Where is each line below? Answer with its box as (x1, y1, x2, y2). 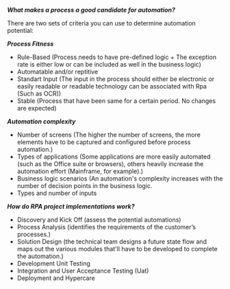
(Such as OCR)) (16, 89, 62, 97)
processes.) (16, 230, 51, 238)
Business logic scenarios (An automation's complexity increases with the (16, 174, 223, 183)
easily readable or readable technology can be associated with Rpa (16, 82, 207, 90)
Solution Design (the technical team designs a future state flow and (16, 238, 207, 246)
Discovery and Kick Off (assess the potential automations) (16, 216, 181, 224)
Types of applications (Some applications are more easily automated (16, 152, 211, 161)
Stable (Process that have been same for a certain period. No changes (16, 97, 216, 105)
